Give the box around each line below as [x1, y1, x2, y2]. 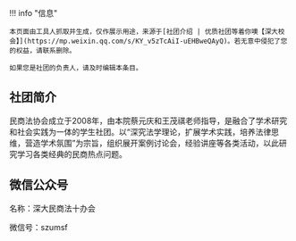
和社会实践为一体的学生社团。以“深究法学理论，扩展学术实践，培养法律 [9, 126, 272, 137]
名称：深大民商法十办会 [9, 203, 96, 213]
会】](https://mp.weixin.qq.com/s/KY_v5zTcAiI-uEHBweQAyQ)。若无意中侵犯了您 [9, 37, 288, 46]
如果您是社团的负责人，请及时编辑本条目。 [9, 63, 143, 72]
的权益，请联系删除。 [9, 46, 76, 55]
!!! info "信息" [9, 8, 58, 18]
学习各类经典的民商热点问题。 [16, 148, 127, 159]
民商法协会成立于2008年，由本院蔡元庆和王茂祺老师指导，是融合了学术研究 [9, 115, 288, 126]
